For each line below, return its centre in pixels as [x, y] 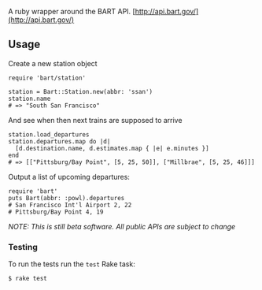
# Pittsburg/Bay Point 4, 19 [56, 212]
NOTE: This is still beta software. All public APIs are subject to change [122, 226]
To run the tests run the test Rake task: [72, 264]
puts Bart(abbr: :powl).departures [66, 198]
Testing [23, 247]
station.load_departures [49, 134]
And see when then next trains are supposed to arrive [95, 120]
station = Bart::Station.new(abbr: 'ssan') [81, 91]
